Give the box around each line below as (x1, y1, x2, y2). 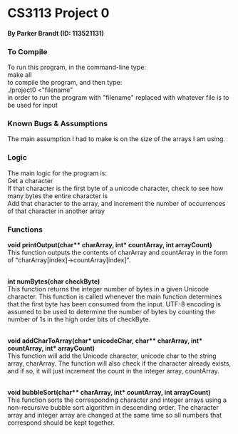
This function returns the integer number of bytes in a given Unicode (7, 284, 209, 293)
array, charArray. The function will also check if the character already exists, (7, 358, 232, 368)
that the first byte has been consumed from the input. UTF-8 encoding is (7, 299, 221, 308)
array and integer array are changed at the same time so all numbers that (7, 410, 222, 419)
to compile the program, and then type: (7, 78, 123, 87)
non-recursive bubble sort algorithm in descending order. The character (7, 403, 219, 411)
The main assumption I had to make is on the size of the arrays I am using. (7, 135, 226, 143)
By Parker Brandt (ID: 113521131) (7, 29, 105, 37)
